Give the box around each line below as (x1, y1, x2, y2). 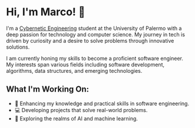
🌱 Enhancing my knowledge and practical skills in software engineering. (14, 100, 190, 107)
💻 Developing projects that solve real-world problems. (14, 106, 148, 113)
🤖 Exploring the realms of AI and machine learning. (14, 114, 138, 122)
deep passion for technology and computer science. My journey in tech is (6, 31, 186, 38)
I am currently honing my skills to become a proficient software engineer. (6, 55, 184, 62)
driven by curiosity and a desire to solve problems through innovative (6, 37, 174, 44)
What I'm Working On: (6, 85, 90, 95)
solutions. (6, 43, 30, 50)
